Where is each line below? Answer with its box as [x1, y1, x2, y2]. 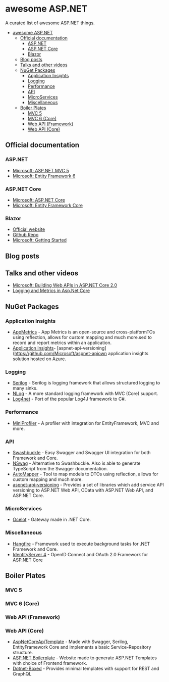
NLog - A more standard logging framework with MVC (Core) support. [12, 391, 158, 397]
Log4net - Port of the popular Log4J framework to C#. [12, 396, 126, 402]
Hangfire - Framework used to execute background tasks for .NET [12, 541, 150, 547]
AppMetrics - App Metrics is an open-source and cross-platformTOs [12, 329, 155, 335]
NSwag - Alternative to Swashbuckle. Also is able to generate [12, 460, 141, 466]
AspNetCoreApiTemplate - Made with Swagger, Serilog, [12, 639, 129, 645]
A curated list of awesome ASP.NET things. [5, 20, 95, 26]
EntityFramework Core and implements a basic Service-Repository [12, 644, 151, 650]
